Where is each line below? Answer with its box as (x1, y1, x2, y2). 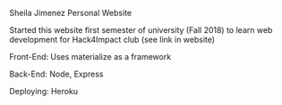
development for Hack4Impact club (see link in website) (9, 35, 216, 44)
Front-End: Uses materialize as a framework (9, 52, 172, 61)
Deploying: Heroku (9, 86, 79, 96)
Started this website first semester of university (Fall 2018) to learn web (9, 25, 273, 35)
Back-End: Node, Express (9, 69, 104, 79)
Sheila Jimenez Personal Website (9, 8, 132, 18)
